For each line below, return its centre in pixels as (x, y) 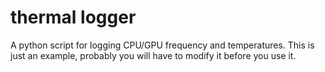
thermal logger (73, 17)
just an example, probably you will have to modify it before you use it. (153, 55)
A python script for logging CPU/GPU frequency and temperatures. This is (162, 45)
